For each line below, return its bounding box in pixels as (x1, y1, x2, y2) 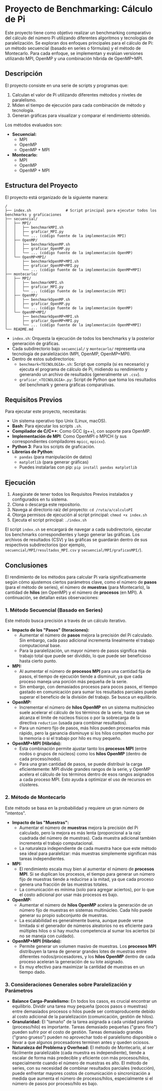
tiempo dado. (19, 969, 46, 975)
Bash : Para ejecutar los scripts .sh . (12, 423, 82, 429)
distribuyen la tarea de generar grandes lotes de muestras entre (19, 948, 147, 954)
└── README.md (5, 326, 34, 332)
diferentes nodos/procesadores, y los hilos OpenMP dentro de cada (19, 953, 156, 959)
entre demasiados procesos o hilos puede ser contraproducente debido (12, 1008, 156, 1014)
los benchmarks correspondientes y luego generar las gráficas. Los (5, 532, 140, 537)
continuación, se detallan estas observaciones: (5, 595, 99, 600)
